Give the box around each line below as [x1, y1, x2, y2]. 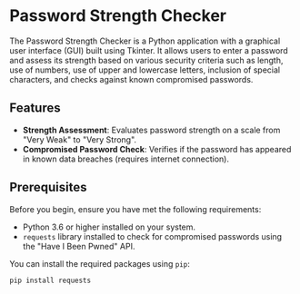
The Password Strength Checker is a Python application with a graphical [9, 35, 281, 46]
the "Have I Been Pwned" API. [22, 240, 135, 251]
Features [9, 101, 61, 116]
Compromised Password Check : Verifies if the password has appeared [22, 143, 292, 154]
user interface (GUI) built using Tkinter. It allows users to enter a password [9, 44, 288, 55]
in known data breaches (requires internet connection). [22, 153, 230, 164]
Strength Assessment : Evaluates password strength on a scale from [22, 124, 281, 135]
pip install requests [9, 276, 92, 285]
